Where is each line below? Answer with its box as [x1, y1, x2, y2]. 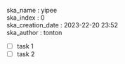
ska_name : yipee [6, 6, 58, 14]
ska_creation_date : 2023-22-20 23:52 [6, 21, 119, 29]
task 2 [16, 50, 35, 58]
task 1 [16, 42, 34, 50]
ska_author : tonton [6, 28, 63, 37]
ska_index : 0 [6, 13, 45, 22]
